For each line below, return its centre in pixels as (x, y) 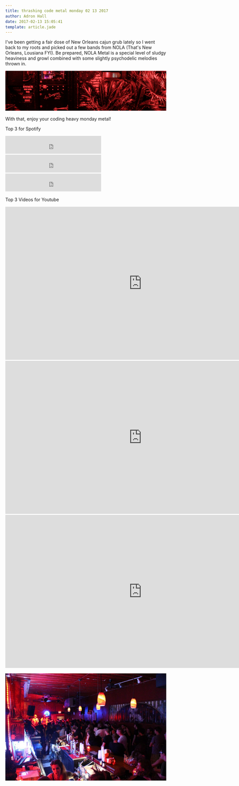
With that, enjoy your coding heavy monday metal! (58, 119)
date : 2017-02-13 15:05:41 (34, 21)
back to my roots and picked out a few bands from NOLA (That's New (79, 47)
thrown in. (16, 64)
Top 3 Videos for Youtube (32, 200)
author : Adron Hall (26, 16)
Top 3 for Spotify (23, 129)
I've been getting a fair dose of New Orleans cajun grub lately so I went (80, 42)
